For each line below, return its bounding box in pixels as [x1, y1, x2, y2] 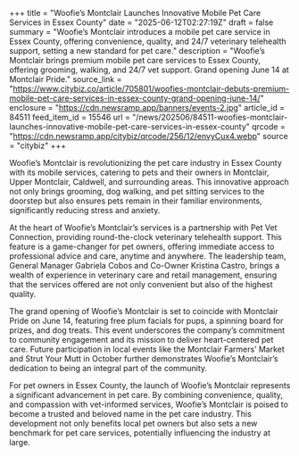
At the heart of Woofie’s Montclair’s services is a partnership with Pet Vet [9, 222, 278, 233]
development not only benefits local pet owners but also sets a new [9, 419, 258, 428]
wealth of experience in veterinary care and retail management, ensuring [9, 269, 278, 280]
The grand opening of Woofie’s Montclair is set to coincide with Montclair [9, 306, 278, 316]
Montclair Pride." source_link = [9, 74, 122, 84]
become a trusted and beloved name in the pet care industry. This [9, 409, 252, 419]
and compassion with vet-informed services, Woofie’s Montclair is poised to [9, 399, 288, 410]
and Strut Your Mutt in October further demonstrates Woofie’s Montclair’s [9, 353, 278, 364]
